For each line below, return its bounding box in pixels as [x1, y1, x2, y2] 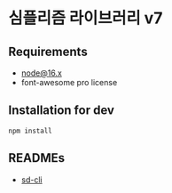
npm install [8, 126, 52, 135]
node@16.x [20, 68, 63, 78]
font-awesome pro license [20, 77, 118, 87]
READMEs [8, 150, 66, 165]
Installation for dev [8, 103, 114, 118]
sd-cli [20, 174, 43, 185]
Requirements [8, 44, 88, 59]
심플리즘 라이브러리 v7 [8, 8, 163, 28]
